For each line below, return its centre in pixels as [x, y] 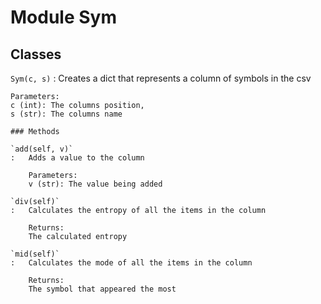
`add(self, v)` [42, 149]
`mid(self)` [35, 254]
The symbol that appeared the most [102, 289]
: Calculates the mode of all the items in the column [131, 263]
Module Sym [63, 17]
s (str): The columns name [66, 114]
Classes [36, 54]
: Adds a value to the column [77, 158]
